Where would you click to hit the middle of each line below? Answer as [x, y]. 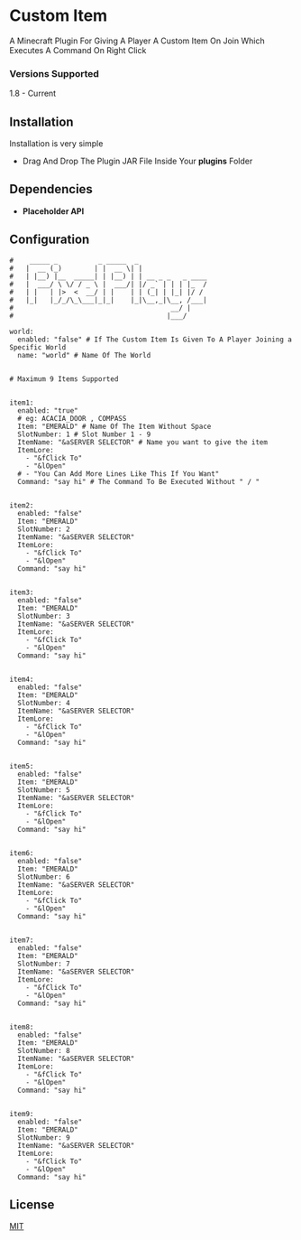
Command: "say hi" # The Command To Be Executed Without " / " [138, 481]
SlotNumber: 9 [44, 1137]
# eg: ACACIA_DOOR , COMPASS [72, 418]
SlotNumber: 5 [44, 790]
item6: [22, 853]
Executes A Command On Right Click [78, 50]
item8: [22, 1027]
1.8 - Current [33, 93]
